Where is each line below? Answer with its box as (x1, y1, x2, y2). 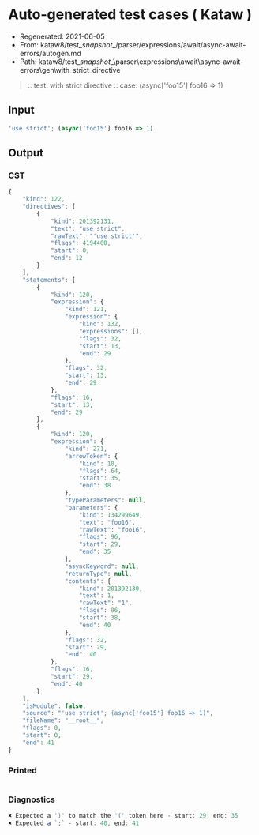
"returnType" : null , (64, 570, 133, 577)
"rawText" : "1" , (78, 599, 133, 607)
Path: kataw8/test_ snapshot (19, 57, 111, 66)
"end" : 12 (50, 254, 83, 262)
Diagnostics (8, 794, 55, 805)
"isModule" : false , (22, 701, 87, 710)
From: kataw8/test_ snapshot (19, 39, 113, 49)
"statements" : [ (22, 276, 77, 284)
